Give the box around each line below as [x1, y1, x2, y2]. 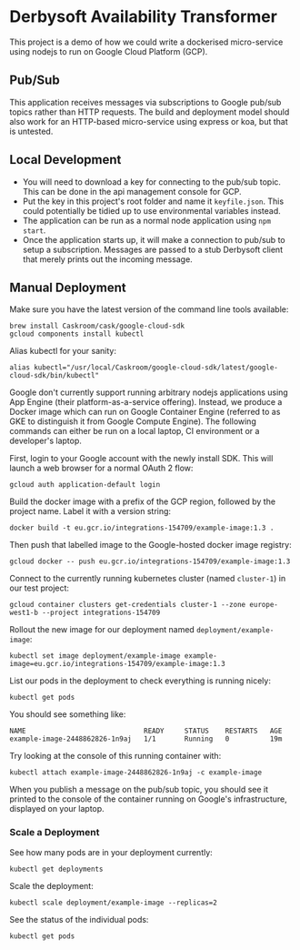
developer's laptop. [9, 435, 82, 447]
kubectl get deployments [9, 864, 104, 874]
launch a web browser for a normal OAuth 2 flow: [9, 462, 194, 474]
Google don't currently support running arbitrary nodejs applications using [9, 387, 288, 398]
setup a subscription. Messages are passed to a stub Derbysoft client [22, 244, 284, 255]
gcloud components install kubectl [9, 329, 145, 339]
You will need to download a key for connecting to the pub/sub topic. [22, 176, 282, 187]
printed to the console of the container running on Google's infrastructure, [9, 793, 288, 804]
